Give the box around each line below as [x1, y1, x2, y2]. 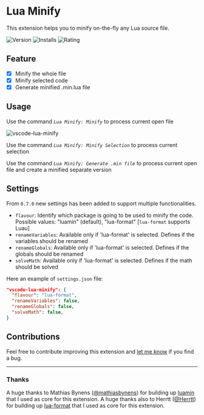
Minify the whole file [15, 70, 67, 77]
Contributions [6, 332, 60, 342]
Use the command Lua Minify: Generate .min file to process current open [6, 159, 197, 166]
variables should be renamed [15, 237, 88, 244]
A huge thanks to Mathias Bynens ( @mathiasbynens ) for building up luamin [6, 389, 195, 396]
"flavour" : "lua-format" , [12, 292, 78, 298]
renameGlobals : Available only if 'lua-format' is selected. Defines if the [15, 244, 189, 251]
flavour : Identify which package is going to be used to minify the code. [15, 211, 194, 219]
